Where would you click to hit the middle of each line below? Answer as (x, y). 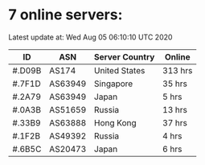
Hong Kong (115, 122)
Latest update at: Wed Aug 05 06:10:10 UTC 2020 (90, 37)
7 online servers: (66, 15)
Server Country (124, 56)
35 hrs (174, 84)
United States (119, 70)
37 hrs (174, 122)
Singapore (113, 84)
